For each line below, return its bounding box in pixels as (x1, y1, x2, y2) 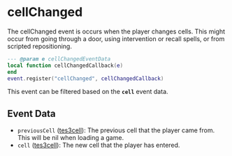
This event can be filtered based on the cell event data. (7, 88, 169, 96)
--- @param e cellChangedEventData (7, 55, 111, 63)
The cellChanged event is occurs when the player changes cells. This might (7, 27, 226, 36)
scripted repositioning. (7, 42, 72, 50)
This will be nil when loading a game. (17, 134, 124, 142)
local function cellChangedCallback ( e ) (7, 62, 124, 69)
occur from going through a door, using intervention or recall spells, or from (7, 34, 225, 42)
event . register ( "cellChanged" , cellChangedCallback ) (7, 75, 164, 82)
